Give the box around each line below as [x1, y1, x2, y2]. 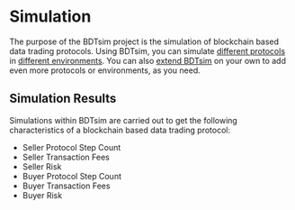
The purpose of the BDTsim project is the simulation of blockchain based [9, 36, 280, 47]
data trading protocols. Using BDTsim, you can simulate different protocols [9, 45, 286, 56]
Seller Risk [22, 160, 62, 172]
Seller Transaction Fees [22, 151, 110, 162]
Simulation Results [9, 91, 117, 106]
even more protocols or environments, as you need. [9, 65, 201, 76]
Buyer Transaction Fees [22, 180, 111, 191]
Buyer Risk [22, 189, 63, 200]
